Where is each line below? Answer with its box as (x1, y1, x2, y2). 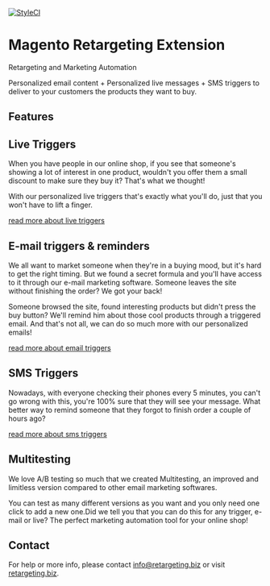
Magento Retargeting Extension (8, 36, 226, 54)
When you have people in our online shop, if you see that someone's (8, 159, 236, 168)
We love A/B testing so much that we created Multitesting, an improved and (8, 474, 260, 484)
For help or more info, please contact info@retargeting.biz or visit (8, 560, 226, 570)
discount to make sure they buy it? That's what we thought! (8, 176, 206, 185)
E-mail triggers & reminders (8, 239, 151, 253)
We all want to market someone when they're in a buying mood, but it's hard (8, 260, 262, 270)
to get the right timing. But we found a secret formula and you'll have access (8, 268, 262, 278)
